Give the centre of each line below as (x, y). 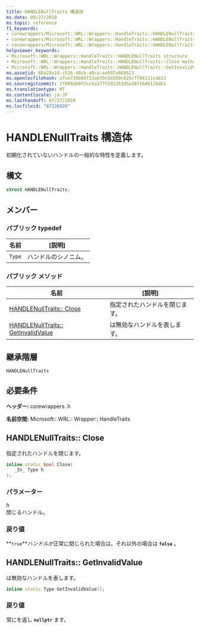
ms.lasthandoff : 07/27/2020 (41, 100)
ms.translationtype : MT (36, 90)
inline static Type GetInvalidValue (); (56, 589)
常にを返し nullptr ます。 (38, 619)
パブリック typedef (34, 229)
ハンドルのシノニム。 (57, 257)
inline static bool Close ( (40, 464)
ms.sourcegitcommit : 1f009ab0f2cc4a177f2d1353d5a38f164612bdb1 (86, 84)
